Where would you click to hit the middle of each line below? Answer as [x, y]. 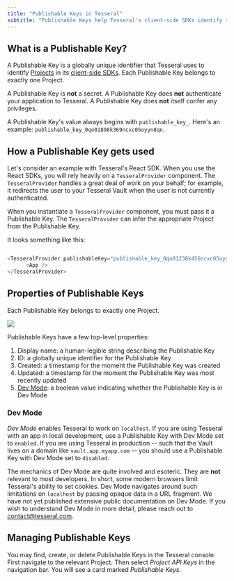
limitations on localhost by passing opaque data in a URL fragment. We [110, 494]
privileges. [22, 108]
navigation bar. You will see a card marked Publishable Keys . [94, 569]
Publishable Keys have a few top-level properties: [78, 337]
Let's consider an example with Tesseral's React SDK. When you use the [111, 168]
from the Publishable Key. [44, 226]
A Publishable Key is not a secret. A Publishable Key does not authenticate [114, 94]
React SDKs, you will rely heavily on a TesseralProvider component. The [111, 176]
